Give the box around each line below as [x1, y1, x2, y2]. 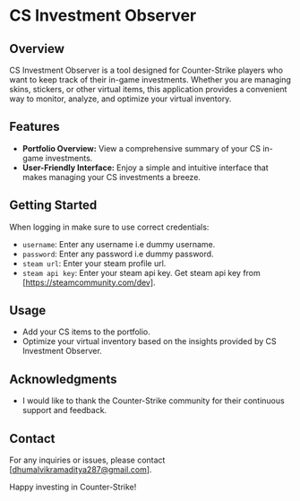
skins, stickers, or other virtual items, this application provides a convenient [9, 84, 287, 94]
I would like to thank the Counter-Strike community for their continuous [21, 395, 285, 406]
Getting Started [9, 198, 98, 213]
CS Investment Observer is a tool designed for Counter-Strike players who [9, 65, 284, 75]
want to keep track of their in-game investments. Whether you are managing [9, 74, 291, 85]
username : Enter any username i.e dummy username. [21, 238, 216, 249]
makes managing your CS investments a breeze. [21, 171, 201, 182]
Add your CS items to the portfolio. [21, 326, 150, 337]
